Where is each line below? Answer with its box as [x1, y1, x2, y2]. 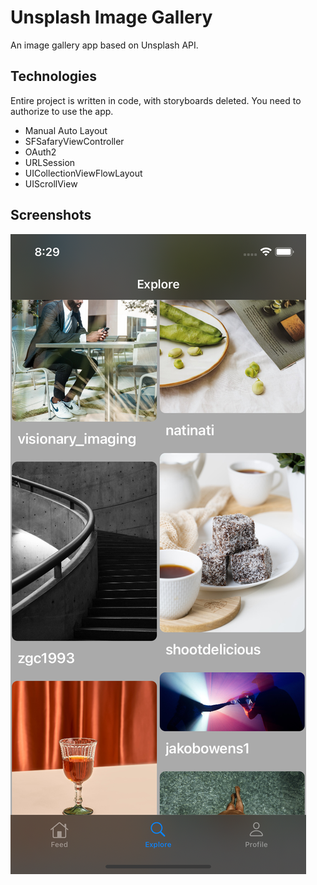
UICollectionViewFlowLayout [24, 167, 143, 179]
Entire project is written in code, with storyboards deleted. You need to [10, 94, 302, 106]
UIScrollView [24, 177, 78, 190]
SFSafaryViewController [24, 135, 125, 147]
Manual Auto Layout [24, 124, 108, 136]
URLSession [24, 156, 76, 168]
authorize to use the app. [10, 105, 114, 117]
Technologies [10, 68, 98, 85]
